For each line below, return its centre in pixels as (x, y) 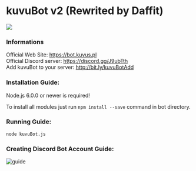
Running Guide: (29, 122)
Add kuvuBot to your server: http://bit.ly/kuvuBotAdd (70, 67)
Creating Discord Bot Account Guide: (60, 149)
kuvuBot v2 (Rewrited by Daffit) (85, 11)
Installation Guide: (33, 82)
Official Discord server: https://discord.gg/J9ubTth (67, 61)
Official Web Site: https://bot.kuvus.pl (52, 55)
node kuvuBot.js (26, 134)
